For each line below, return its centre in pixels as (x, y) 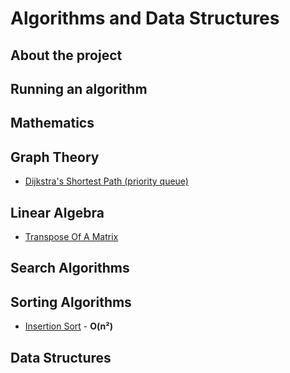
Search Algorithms (70, 268)
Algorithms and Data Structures (145, 18)
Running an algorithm (79, 88)
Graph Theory (55, 157)
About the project (66, 55)
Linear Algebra (57, 212)
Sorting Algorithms (71, 302)
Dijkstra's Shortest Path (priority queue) (106, 181)
